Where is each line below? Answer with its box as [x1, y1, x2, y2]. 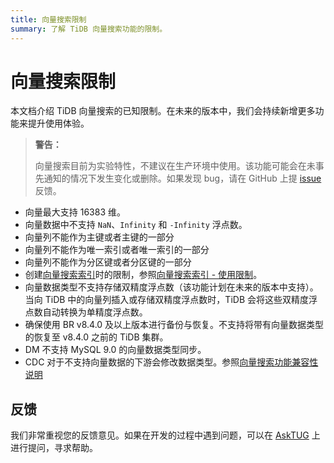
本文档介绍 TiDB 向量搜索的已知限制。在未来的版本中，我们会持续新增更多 [10, 105, 316, 117]
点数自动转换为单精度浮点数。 [24, 306, 148, 318]
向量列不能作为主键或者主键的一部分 [24, 231, 175, 243]
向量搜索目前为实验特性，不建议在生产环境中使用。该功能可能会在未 [34, 160, 316, 172]
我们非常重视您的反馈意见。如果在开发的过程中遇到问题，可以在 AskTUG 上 [10, 429, 321, 441]
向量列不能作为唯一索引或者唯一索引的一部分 [24, 244, 210, 256]
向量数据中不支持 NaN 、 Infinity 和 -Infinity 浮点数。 [24, 219, 248, 231]
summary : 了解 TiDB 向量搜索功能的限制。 [10, 24, 168, 34]
